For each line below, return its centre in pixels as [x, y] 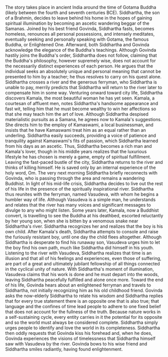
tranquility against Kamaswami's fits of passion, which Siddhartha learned [82, 141]
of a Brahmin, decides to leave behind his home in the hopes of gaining [79, 18]
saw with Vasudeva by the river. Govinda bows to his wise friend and [76, 344]
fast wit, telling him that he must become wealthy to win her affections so [81, 109]
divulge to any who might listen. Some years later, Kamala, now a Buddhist [82, 210]
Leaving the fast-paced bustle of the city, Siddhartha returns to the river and [84, 162]
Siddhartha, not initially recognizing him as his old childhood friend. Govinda [84, 290]
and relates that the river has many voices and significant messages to [78, 205]
